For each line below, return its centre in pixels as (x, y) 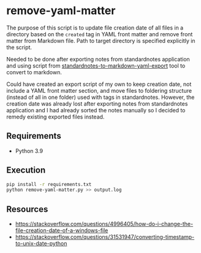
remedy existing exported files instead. (55, 117)
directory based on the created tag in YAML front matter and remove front (100, 34)
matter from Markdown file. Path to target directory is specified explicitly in (101, 41)
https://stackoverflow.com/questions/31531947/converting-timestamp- (105, 237)
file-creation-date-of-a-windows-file (62, 230)
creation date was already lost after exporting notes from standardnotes (97, 103)
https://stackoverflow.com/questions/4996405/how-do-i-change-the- (104, 224)
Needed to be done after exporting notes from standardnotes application (98, 59)
